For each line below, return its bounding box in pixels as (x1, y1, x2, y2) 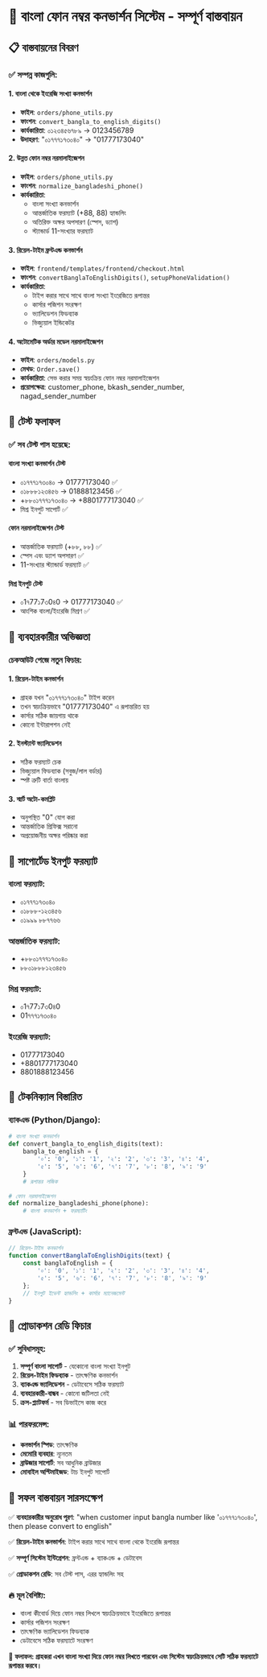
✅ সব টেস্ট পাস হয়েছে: (8, 439, 71, 450)
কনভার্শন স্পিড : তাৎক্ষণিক (19, 1440, 78, 1450)
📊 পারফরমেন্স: (8, 1419, 50, 1430)
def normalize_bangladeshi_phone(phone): (8, 1200, 150, 1208)
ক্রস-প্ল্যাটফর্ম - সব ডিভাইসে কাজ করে (19, 1398, 107, 1407)
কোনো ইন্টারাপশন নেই (19, 720, 71, 729)
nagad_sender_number (19, 391, 97, 401)
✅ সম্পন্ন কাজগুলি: (8, 68, 58, 80)
